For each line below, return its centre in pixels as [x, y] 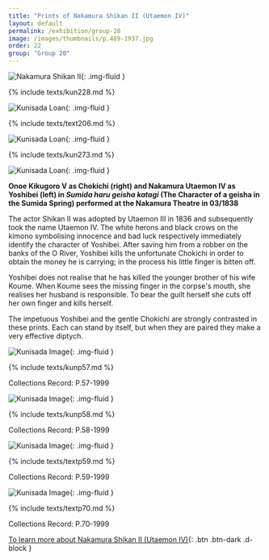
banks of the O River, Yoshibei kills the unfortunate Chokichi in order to [126, 253]
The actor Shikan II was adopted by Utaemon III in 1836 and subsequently [131, 219]
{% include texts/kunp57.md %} [61, 367]
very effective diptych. [46, 336]
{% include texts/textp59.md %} [62, 461]
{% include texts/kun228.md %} [62, 92]
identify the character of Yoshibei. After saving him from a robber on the [128, 244]
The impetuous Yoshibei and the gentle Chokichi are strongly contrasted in [132, 319]
